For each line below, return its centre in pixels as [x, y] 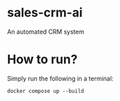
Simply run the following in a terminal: [60, 78]
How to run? [42, 59]
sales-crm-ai [45, 13]
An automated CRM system [46, 32]
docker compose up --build [46, 91]
